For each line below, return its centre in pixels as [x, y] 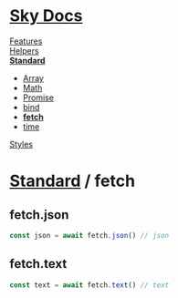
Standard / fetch [72, 181]
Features [26, 41]
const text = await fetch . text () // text [89, 285]
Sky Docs [46, 16]
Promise [38, 98]
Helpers [24, 50]
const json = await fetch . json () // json [89, 235]
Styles [21, 144]
